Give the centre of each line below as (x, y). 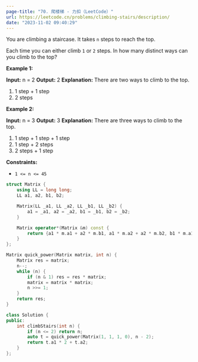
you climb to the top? (32, 57)
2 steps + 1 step (34, 151)
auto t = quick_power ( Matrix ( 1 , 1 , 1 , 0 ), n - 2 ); (91, 337)
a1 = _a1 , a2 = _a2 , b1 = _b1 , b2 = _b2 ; (79, 211)
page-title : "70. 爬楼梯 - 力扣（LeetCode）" (60, 12)
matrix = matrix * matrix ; (60, 282)
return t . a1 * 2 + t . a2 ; (58, 343)
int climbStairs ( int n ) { (49, 326)
